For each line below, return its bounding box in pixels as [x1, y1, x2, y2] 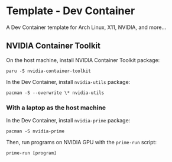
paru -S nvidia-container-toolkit [6, 68, 92, 74]
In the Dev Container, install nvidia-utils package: [6, 78, 131, 85]
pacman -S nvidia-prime [6, 128, 65, 134]
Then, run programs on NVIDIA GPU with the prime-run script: [6, 139, 157, 146]
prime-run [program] [6, 150, 57, 156]
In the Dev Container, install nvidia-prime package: [6, 117, 131, 124]
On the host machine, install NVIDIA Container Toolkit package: [6, 56, 160, 63]
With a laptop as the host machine [6, 103, 106, 112]
